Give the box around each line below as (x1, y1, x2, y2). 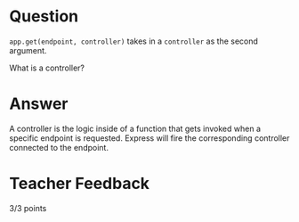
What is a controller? (9, 62, 85, 73)
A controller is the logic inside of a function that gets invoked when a (9, 123, 261, 134)
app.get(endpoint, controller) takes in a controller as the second (9, 36, 258, 46)
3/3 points (9, 202, 47, 213)
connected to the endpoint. (9, 142, 109, 152)
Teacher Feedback (9, 174, 149, 193)
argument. (9, 45, 47, 55)
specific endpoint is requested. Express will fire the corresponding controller (9, 132, 290, 144)
